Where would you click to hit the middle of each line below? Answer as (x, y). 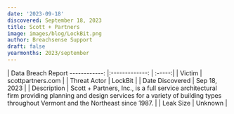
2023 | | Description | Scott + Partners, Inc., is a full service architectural (112, 88)
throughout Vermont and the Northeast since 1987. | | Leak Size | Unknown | (117, 103)
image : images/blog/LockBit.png (54, 33)
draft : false (26, 46)
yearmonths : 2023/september (48, 53)
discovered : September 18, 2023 (54, 20)
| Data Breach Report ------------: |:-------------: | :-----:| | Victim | (105, 73)
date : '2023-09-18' (36, 14)
